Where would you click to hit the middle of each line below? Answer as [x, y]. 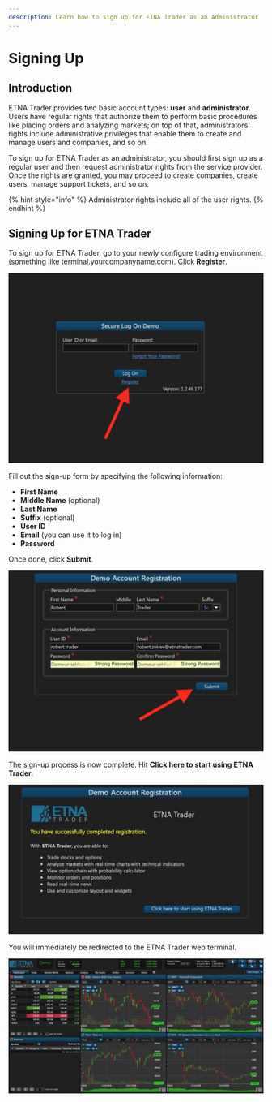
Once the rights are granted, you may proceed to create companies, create [134, 175]
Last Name [39, 509]
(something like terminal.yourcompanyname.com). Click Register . [118, 262]
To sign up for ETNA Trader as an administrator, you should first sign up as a [136, 157]
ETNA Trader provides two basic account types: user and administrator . [130, 108]
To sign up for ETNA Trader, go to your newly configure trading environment [136, 253]
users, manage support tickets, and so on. [79, 183]
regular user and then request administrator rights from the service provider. [136, 166]
